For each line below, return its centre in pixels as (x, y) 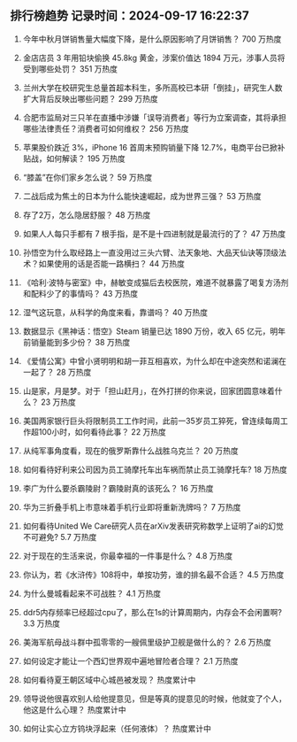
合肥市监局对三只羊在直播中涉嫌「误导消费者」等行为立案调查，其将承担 (154, 117)
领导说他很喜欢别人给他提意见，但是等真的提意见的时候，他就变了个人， (154, 699)
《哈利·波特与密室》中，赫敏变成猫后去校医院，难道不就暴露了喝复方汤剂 (156, 282)
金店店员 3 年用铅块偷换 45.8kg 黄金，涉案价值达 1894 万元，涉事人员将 (154, 58)
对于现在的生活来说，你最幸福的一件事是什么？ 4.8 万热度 (128, 555)
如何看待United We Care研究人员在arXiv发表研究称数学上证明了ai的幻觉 (153, 526)
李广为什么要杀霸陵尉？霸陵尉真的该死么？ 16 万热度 (118, 488)
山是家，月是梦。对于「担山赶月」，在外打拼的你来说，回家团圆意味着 (148, 390)
